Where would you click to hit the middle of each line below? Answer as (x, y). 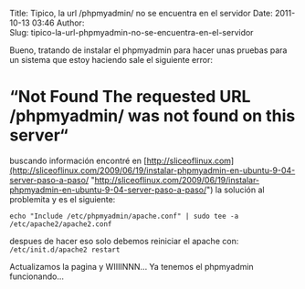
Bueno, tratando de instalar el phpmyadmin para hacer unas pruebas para (148, 50)
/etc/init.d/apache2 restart (65, 250)
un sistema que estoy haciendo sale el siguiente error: (111, 60)
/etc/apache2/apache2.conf (61, 224)
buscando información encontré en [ (79, 160)
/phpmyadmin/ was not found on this (152, 116)
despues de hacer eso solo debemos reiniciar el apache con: (124, 241)
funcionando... (37, 276)
